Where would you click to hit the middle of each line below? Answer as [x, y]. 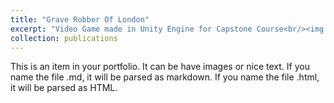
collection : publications [64, 38]
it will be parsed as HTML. [64, 88]
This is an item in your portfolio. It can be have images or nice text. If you [160, 67]
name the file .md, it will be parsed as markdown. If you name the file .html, [165, 77]
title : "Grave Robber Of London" [80, 19]
